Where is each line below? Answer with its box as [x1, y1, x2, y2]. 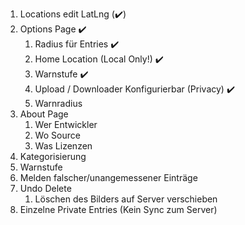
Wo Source [34, 129, 81, 141]
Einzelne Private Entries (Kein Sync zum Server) [19, 204, 218, 215]
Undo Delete [19, 183, 72, 194]
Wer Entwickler [34, 119, 98, 130]
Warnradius [34, 98, 83, 109]
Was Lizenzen [34, 140, 93, 152]
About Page [19, 108, 69, 120]
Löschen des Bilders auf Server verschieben [34, 193, 218, 205]
